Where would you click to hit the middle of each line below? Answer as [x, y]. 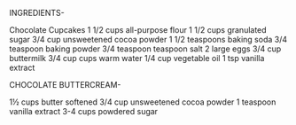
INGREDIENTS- [37, 13]
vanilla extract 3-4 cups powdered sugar [83, 111]
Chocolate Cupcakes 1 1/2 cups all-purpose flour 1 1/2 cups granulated [138, 30]
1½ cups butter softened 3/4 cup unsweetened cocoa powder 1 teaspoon [143, 102]
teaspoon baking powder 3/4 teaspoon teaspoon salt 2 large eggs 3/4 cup [145, 49]
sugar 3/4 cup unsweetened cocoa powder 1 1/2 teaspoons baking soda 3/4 [148, 39]
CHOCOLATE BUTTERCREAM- [65, 85]
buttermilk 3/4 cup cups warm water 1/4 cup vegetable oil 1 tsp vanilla [137, 58]
